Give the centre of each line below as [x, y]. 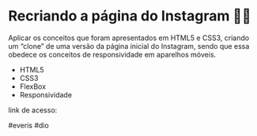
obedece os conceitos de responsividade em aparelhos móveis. [112, 54]
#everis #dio [28, 125]
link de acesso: [33, 110]
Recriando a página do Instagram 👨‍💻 [130, 16]
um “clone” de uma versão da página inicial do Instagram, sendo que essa [129, 46]
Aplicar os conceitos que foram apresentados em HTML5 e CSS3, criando [129, 38]
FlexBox [32, 86]
